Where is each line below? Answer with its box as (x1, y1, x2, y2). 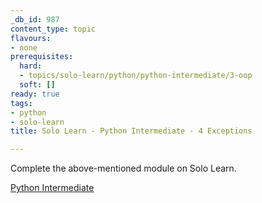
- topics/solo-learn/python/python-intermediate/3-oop (19, 71, 253, 81)
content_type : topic (10, 24, 97, 34)
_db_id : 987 (10, 14, 60, 25)
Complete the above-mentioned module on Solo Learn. (10, 162, 237, 175)
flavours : (10, 33, 52, 43)
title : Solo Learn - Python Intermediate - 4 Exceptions (10, 126, 253, 136)
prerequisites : (10, 52, 74, 62)
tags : (10, 98, 33, 108)
